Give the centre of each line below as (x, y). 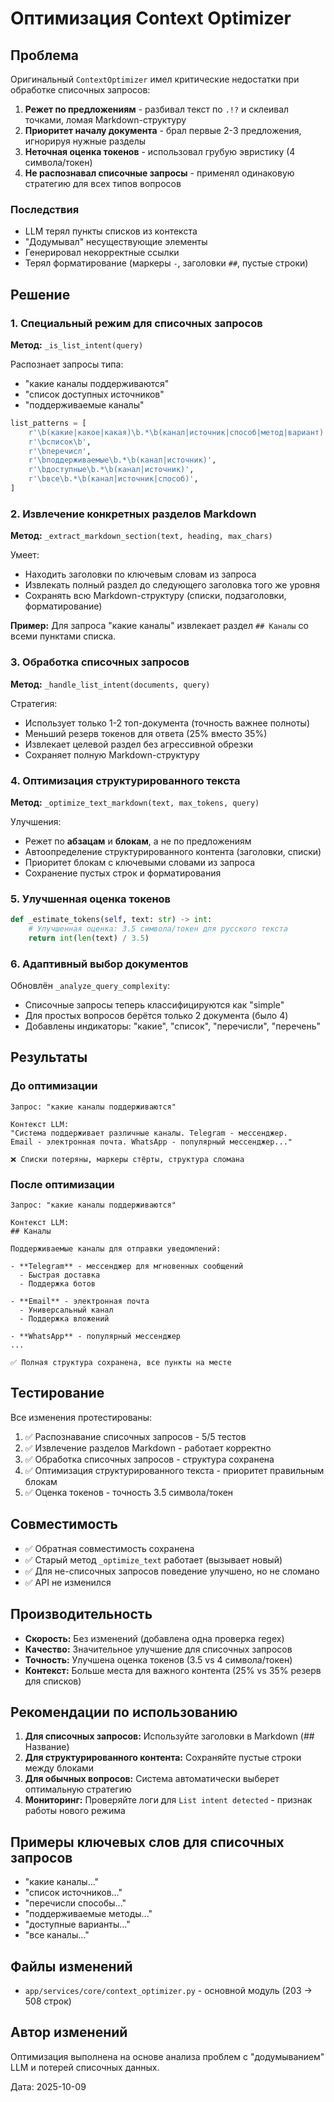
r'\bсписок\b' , (60, 442)
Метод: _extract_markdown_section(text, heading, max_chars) (141, 536)
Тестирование (57, 1393)
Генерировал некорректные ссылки (102, 253)
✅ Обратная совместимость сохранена (109, 1548)
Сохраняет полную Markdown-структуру (112, 754)
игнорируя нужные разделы (85, 141)
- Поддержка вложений (64, 1319)
